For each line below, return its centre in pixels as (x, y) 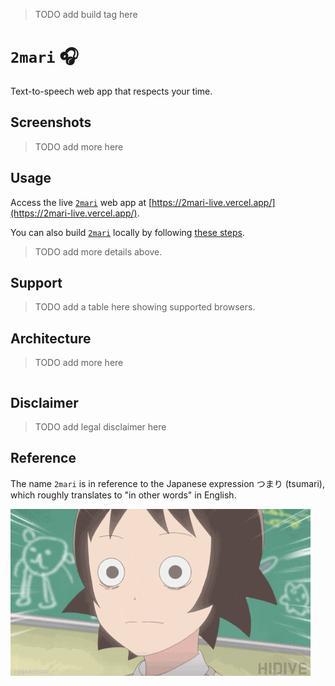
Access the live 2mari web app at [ (81, 202)
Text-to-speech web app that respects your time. (111, 91)
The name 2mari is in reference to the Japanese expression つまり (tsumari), (168, 483)
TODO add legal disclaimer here (100, 427)
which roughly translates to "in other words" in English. (123, 495)
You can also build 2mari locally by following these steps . (127, 232)
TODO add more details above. (98, 251)
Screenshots (51, 122)
